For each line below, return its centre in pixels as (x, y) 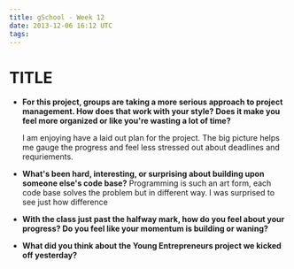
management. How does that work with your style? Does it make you (151, 111)
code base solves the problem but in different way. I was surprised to (148, 193)
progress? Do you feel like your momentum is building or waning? (145, 229)
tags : (19, 34)
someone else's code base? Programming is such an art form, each (147, 183)
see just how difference (65, 202)
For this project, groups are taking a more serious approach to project (152, 102)
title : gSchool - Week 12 (57, 17)
